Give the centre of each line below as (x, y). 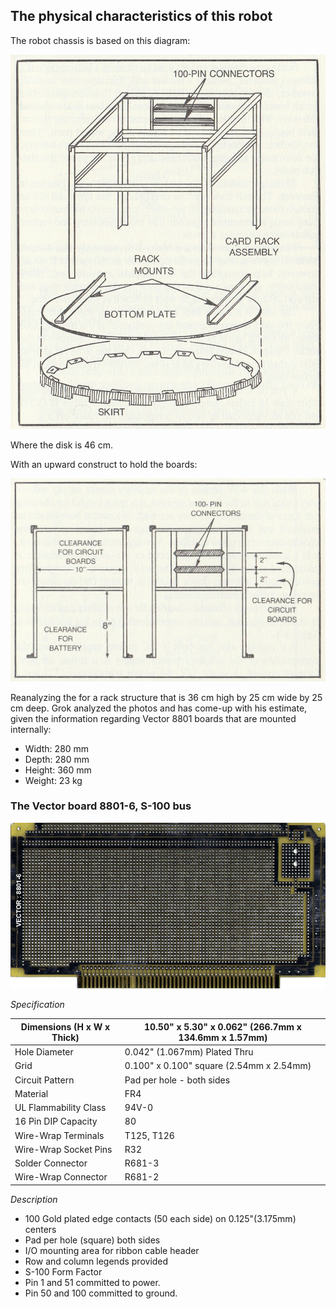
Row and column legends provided (96, 1261)
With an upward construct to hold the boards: (104, 465)
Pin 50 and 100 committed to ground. (101, 1293)
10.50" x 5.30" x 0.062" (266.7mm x (222, 1026)
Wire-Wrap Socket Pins (63, 1149)
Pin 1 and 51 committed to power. (92, 1282)
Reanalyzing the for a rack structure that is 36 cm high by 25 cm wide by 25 (166, 697)
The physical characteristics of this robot (141, 16)
